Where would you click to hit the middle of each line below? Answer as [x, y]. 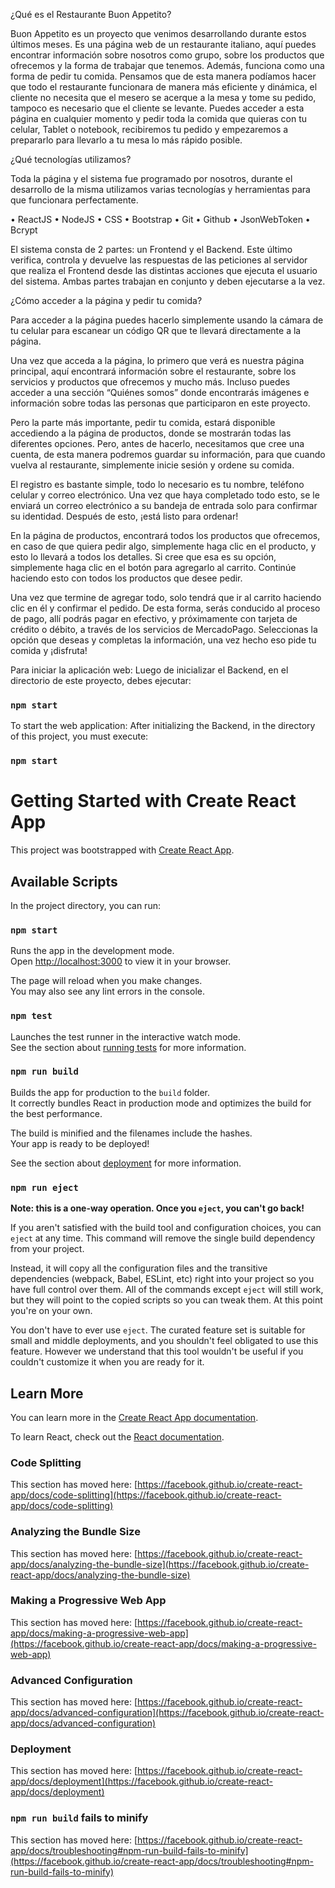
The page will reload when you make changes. [106, 981]
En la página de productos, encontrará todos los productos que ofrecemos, [165, 535]
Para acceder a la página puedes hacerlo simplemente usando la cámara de [167, 320]
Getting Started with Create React [153, 801]
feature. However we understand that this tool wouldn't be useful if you [157, 1351]
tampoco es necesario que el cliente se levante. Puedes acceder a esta [157, 108]
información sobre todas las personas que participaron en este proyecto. [160, 403]
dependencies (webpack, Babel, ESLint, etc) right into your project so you [162, 1279]
